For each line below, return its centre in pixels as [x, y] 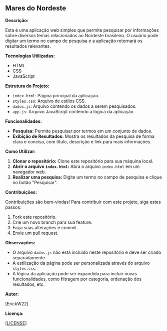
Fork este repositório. [34, 217]
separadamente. [29, 257]
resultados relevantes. [28, 46]
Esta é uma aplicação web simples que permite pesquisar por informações [82, 30]
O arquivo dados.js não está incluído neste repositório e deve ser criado [87, 252]
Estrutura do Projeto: [27, 86]
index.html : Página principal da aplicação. [56, 95]
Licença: [14, 313]
